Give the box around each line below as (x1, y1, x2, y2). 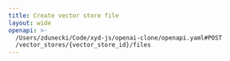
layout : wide (8, 19, 52, 27)
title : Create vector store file (8, 11, 119, 20)
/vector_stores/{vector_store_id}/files (15, 41, 151, 49)
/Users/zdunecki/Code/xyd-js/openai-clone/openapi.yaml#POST (15, 33, 223, 42)
